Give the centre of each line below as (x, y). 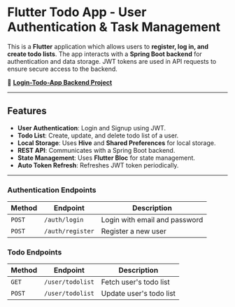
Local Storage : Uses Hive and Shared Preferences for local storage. (116, 143)
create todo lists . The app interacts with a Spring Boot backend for (105, 54)
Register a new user (134, 231)
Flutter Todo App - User (77, 12)
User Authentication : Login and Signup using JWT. (92, 128)
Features (27, 111)
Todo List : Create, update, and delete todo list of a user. (98, 135)
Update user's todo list (138, 294)
